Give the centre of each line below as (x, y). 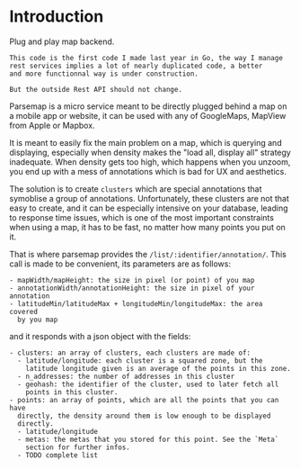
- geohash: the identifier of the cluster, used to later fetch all (148, 384)
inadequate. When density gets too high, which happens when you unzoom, (150, 162)
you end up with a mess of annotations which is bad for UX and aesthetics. (148, 171)
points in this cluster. (72, 392)
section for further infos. (78, 447)
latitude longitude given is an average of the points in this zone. (159, 368)
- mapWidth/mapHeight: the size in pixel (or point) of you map (132, 280)
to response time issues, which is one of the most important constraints (141, 217)
